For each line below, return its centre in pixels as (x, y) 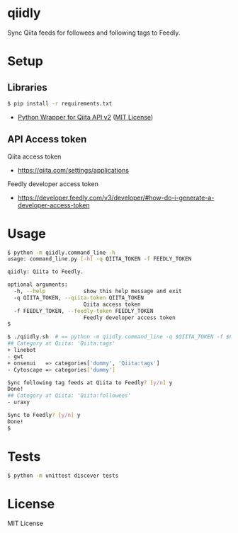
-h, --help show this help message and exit (98, 292)
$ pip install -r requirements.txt (60, 103)
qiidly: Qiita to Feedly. (45, 272)
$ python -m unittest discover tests (63, 476)
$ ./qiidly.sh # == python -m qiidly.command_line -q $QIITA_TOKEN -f (115, 337)
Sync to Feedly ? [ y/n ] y (44, 415)
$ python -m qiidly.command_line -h (61, 253)
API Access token (47, 139)
